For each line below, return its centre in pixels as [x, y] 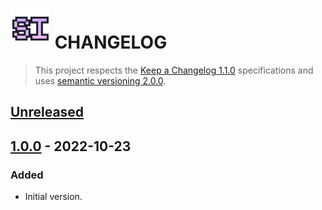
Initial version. [53, 197]
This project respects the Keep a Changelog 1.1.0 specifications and [174, 70]
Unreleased [47, 112]
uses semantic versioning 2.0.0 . [100, 80]
